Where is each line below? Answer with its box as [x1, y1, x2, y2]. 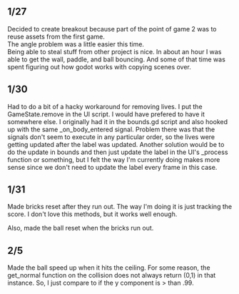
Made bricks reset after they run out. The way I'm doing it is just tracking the [7, 203, 233, 211]
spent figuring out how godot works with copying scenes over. [7, 62, 191, 71]
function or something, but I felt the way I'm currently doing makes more [7, 155, 220, 163]
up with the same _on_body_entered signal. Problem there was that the [7, 125, 215, 133]
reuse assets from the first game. [7, 32, 105, 41]
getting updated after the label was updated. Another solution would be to [7, 140, 225, 148]
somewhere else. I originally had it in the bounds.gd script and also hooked [7, 117, 228, 126]
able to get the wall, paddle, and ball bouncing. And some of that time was [7, 55, 226, 64]
